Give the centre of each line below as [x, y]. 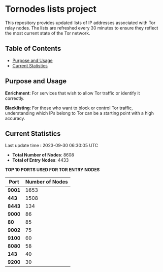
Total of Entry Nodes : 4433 [40, 160]
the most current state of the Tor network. [48, 33]
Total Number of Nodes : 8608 [43, 155]
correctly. [15, 98]
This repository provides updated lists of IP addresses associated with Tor [80, 23]
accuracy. [15, 118]
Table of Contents [33, 48]
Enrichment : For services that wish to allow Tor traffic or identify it [73, 93]
